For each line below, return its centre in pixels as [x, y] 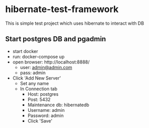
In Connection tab [39, 89]
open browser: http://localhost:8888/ [51, 62]
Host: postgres [43, 94]
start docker [25, 51]
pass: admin [33, 73]
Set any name [34, 83]
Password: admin [46, 115]
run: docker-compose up [38, 56]
